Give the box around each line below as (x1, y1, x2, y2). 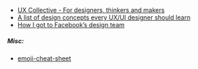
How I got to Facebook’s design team (17, 21, 125, 29)
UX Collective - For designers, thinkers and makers (17, 6, 165, 14)
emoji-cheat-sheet (17, 54, 71, 62)
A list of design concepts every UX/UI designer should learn (17, 13, 191, 22)
